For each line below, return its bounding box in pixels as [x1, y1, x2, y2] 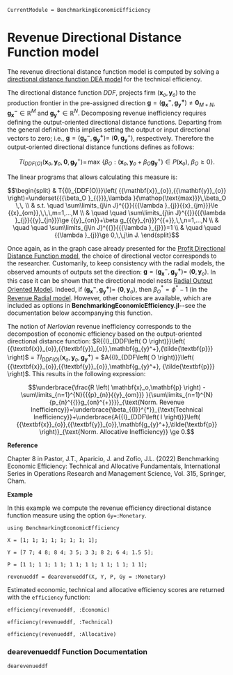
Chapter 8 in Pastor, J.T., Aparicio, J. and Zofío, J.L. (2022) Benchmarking [7, 454, 219, 463]
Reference [7, 441, 38, 449]
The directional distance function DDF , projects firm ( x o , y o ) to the [7, 88, 196, 98]
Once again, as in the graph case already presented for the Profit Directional [7, 244, 226, 252]
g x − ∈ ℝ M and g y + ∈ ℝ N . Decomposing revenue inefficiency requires [7, 108, 207, 118]
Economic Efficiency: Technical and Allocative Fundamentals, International [7, 462, 220, 470]
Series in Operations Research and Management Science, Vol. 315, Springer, [7, 469, 226, 477]
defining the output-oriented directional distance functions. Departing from [7, 118, 223, 126]
